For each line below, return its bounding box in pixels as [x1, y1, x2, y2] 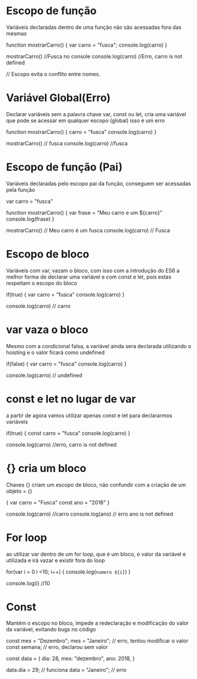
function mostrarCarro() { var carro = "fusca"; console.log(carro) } [6, 41, 168, 48]
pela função [6, 186, 35, 193]
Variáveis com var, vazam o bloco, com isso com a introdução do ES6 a [6, 267, 180, 274]
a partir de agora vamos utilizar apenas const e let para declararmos [6, 412, 173, 419]
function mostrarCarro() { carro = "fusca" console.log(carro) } [6, 128, 157, 135]
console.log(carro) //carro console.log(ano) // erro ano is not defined [6, 510, 173, 517]
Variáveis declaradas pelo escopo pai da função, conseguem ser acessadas [6, 180, 191, 187]
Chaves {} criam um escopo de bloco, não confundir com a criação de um [6, 481, 186, 488]
